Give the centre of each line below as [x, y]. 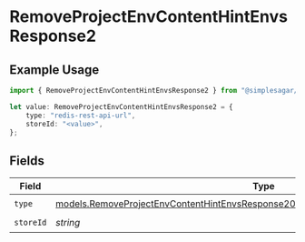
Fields [27, 161]
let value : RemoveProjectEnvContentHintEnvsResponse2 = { [121, 106]
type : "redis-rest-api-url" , [81, 116]
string [68, 222]
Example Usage [54, 70]
